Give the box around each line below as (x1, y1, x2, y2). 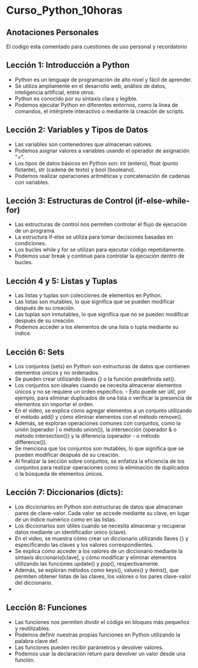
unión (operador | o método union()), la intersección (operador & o (14, 426, 177, 433)
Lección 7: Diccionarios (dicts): (6, 487, 123, 497)
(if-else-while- (134, 196, 190, 206)
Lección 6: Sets (6, 347, 65, 357)
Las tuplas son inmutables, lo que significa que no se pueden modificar (14, 311, 189, 318)
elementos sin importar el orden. (14, 401, 95, 408)
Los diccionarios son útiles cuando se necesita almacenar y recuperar (14, 522, 186, 529)
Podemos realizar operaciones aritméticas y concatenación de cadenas (14, 172, 190, 179)
